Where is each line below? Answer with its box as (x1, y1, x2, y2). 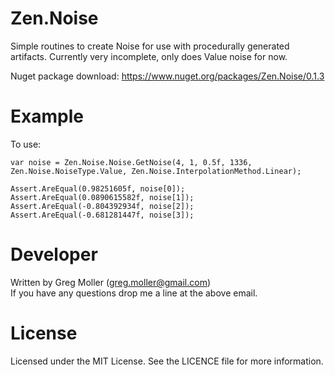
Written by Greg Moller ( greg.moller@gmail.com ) (10, 276, 212, 288)
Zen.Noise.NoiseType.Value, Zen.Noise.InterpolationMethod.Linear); (10, 166, 302, 176)
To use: (10, 138, 42, 150)
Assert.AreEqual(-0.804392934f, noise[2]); (10, 201, 195, 211)
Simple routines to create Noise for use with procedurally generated (10, 40, 290, 52)
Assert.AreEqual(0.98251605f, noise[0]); (10, 183, 186, 194)
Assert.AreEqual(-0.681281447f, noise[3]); (10, 210, 195, 220)
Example (10, 105, 84, 128)
